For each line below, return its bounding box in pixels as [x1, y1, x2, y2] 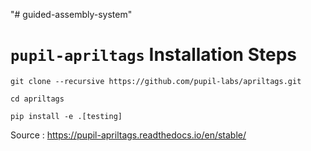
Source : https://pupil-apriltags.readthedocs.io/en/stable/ [10, 129, 247, 141]
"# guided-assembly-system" [10, 9, 133, 20]
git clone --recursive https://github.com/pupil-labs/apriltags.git [10, 76, 302, 86]
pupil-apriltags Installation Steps [10, 44, 297, 66]
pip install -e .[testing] [10, 111, 123, 121]
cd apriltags [10, 94, 65, 104]
